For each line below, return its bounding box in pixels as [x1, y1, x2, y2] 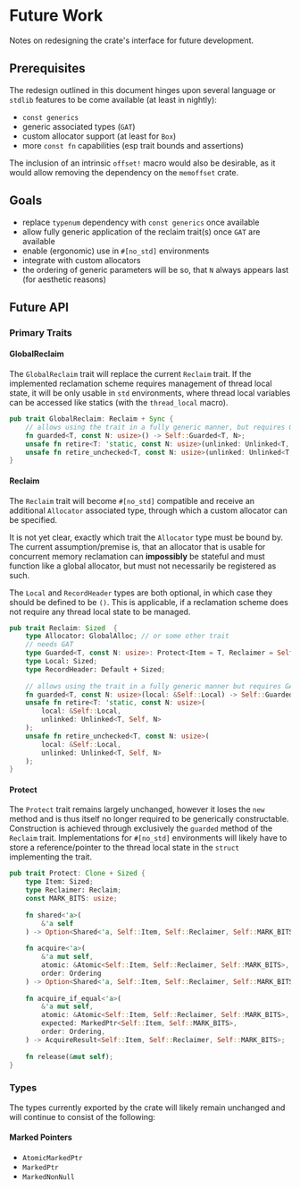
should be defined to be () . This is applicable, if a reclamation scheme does [9, 596, 288, 607]
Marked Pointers [9, 1132, 73, 1142]
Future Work [9, 5, 104, 26]
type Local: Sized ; [25, 657, 98, 666]
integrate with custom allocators [21, 254, 141, 265]
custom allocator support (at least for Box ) [21, 131, 177, 141]
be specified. [9, 514, 58, 525]
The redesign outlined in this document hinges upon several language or [9, 84, 277, 95]
